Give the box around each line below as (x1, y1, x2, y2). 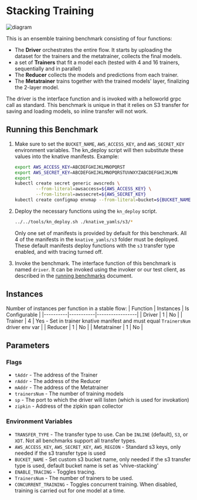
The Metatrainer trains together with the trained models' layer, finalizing (14, 78, 189, 85)
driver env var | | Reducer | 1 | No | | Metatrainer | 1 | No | (6, 323, 143, 330)
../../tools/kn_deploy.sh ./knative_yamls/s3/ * (14, 219, 133, 224)
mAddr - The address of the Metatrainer (14, 384, 108, 391)
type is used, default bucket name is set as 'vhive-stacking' (14, 462, 159, 469)
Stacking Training (6, 4, 94, 18)
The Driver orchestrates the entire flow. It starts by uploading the (14, 46, 172, 53)
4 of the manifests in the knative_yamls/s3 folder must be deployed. (14, 236, 179, 243)
